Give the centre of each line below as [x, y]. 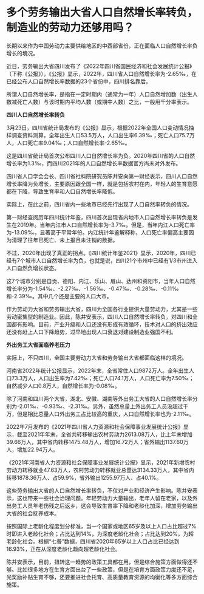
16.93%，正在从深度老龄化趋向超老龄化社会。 [63, 549]
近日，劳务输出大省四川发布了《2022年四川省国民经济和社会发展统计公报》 [99, 66]
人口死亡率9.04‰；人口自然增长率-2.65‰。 [73, 143]
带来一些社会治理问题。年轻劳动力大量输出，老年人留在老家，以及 [110, 498]
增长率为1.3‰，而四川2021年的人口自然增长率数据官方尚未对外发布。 [94, 163]
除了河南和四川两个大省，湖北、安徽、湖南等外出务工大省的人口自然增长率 [99, 398]
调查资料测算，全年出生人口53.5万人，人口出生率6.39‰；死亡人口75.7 [100, 135]
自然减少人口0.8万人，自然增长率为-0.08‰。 [63, 386]
